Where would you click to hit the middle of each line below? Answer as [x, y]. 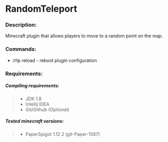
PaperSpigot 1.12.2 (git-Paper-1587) [63, 134]
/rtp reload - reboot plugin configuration [55, 60]
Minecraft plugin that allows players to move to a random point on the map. [84, 36]
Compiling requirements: [32, 86]
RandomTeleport [41, 9]
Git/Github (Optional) [47, 109]
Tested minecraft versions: [34, 121]
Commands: [21, 49]
